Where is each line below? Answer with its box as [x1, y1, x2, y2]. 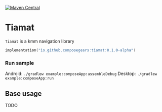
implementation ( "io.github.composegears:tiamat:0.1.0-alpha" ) [5, 47, 136, 53]
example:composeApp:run [5, 76, 54, 81]
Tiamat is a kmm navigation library [5, 38, 75, 44]
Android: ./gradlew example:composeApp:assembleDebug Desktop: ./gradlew [5, 71, 157, 76]
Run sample [5, 59, 35, 66]
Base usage [5, 89, 42, 98]
